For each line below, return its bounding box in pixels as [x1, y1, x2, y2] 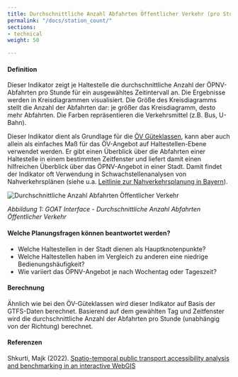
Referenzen [7, 338, 42, 346]
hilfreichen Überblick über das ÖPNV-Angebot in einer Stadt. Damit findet [7, 163, 222, 171]
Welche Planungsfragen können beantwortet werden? [7, 229, 171, 237]
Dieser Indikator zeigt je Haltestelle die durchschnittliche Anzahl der [7, 81, 205, 89]
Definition [7, 65, 38, 73]
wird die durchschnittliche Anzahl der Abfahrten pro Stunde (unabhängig [7, 314, 220, 323]
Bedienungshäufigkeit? [17, 260, 85, 268]
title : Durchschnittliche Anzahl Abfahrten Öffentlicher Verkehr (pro [7, 10, 220, 18]
